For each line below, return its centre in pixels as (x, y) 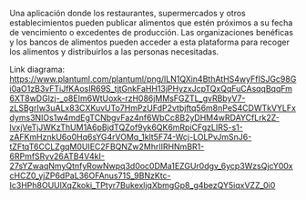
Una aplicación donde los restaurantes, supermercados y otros (127, 13)
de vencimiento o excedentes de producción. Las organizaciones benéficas (152, 32)
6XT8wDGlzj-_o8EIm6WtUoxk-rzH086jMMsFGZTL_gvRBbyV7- (127, 98)
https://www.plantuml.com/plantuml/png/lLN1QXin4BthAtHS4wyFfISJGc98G (153, 79)
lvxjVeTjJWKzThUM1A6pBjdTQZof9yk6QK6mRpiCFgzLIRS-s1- (126, 127)
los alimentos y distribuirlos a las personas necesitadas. (114, 52)
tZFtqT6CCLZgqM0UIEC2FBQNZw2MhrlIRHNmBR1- (107, 146)
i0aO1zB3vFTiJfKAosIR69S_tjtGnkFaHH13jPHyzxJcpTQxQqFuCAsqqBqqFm (151, 89)
